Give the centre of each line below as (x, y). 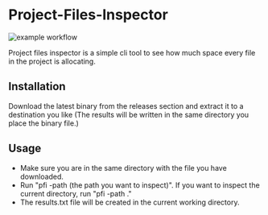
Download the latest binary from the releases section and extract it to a (126, 105)
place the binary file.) (43, 123)
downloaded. (42, 176)
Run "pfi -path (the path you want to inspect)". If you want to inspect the (140, 185)
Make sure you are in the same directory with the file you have (123, 167)
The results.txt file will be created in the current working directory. (130, 202)
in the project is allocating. (52, 61)
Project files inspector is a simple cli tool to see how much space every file (132, 52)
